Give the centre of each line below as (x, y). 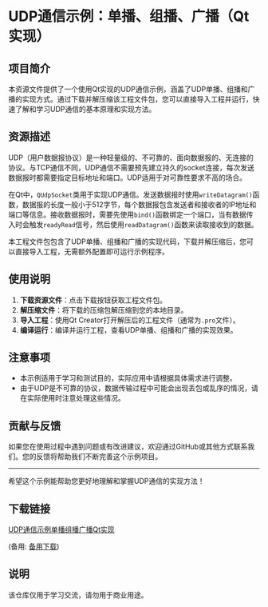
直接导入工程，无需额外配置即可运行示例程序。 (92, 251)
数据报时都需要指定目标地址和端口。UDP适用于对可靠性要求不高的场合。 (128, 178)
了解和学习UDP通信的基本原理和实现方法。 (85, 109)
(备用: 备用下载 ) (34, 547)
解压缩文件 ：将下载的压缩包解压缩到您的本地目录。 (104, 309)
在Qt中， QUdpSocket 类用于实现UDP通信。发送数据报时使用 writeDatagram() (130, 194)
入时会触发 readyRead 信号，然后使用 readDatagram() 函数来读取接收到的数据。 (133, 224)
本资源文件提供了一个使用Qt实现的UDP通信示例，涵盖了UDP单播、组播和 (128, 89)
